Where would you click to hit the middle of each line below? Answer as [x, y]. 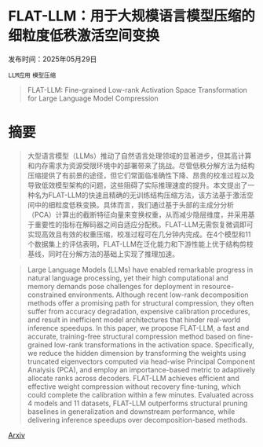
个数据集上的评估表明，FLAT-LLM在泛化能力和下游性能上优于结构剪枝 [140, 244]
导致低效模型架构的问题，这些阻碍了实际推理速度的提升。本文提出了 [137, 185]
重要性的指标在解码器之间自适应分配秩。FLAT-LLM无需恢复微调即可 [144, 224]
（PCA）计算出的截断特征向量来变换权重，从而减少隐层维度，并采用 [138, 214]
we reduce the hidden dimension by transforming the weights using [137, 353]
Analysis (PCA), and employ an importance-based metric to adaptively [141, 369]
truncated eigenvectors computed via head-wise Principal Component [141, 361]
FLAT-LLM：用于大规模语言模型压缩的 [131, 16]
